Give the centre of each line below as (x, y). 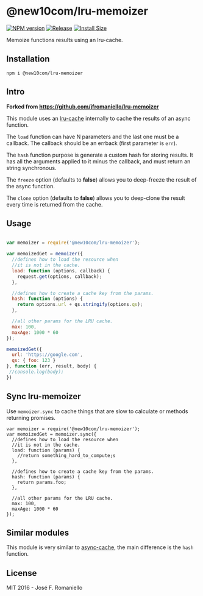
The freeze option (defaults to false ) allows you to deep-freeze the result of (101, 179)
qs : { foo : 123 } (34, 361)
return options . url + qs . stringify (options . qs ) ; (80, 305)
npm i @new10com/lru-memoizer (45, 73)
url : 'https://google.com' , (48, 355)
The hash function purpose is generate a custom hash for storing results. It (100, 155)
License (22, 573)
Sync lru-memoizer (44, 396)
